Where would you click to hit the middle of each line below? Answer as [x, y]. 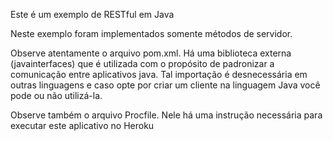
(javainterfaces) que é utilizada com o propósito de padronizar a [142, 63]
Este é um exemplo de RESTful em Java [92, 14]
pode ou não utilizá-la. [56, 95]
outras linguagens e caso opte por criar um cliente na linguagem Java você [165, 85]
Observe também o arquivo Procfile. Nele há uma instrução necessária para [166, 115]
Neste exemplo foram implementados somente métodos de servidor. [151, 33]
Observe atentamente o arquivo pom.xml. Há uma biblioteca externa [151, 53]
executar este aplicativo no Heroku [82, 125]
